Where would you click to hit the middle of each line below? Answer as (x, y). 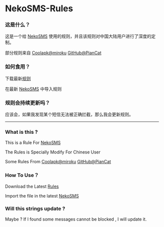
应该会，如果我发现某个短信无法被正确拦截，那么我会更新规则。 (69, 114)
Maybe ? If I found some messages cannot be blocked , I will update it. (76, 219)
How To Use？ (22, 176)
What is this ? (21, 132)
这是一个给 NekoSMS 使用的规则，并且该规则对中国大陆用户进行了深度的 (78, 36)
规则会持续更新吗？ (28, 102)
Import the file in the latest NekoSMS (42, 196)
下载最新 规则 (18, 78)
